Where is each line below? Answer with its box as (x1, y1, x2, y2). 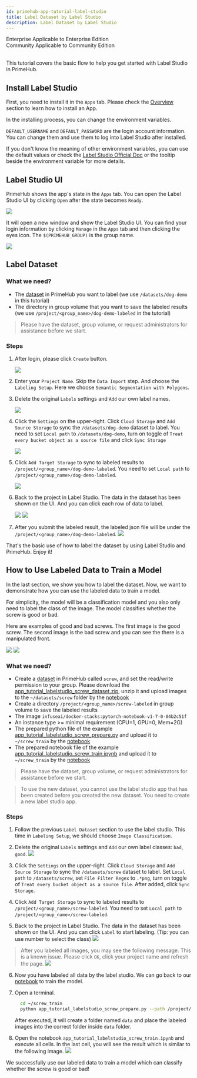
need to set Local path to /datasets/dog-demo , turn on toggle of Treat (14, 430, 183, 437)
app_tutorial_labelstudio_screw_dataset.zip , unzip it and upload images (14, 688, 187, 695)
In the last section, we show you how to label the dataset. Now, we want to (6, 581, 187, 588)
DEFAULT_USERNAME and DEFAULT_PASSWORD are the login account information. (6, 128, 186, 135)
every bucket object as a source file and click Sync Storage (14, 436, 166, 443)
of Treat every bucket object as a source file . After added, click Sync (14, 881, 190, 888)
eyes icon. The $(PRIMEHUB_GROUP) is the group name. (6, 232, 135, 238)
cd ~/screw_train (20, 1001, 63, 1007)
